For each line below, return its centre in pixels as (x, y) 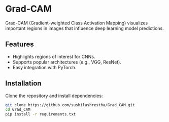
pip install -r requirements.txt (41, 114)
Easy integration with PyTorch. (44, 67)
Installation (23, 84)
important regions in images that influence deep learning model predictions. (84, 28)
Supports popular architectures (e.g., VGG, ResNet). (67, 62)
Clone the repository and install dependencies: (54, 96)
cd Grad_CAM (18, 110)
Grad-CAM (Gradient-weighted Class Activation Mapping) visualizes (77, 23)
